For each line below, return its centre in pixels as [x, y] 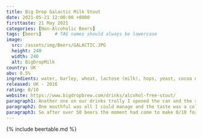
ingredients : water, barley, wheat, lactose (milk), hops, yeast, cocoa [99, 79]
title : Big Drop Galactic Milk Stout [54, 12]
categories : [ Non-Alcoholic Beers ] [51, 28]
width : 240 [25, 56]
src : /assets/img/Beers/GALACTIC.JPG [59, 46]
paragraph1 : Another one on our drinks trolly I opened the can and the [99, 101]
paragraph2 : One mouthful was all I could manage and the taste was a [96, 106]
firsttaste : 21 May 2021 [37, 23]
